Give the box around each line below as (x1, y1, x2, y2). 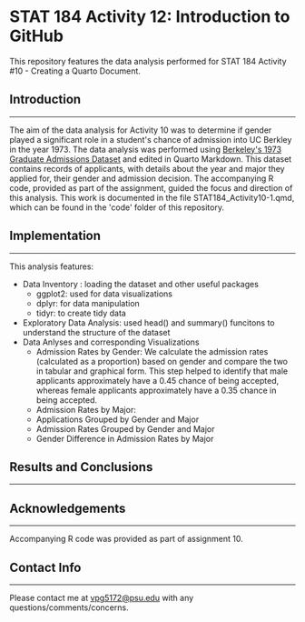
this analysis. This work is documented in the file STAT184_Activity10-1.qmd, (9, 192, 295, 203)
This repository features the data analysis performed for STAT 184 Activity (9, 55, 288, 66)
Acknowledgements (9, 500, 126, 516)
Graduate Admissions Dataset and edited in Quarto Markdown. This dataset (9, 153, 292, 165)
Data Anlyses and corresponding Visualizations (22, 336, 200, 347)
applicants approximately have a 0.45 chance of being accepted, (35, 375, 280, 386)
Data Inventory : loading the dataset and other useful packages (22, 278, 259, 289)
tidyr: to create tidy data (35, 307, 127, 318)
